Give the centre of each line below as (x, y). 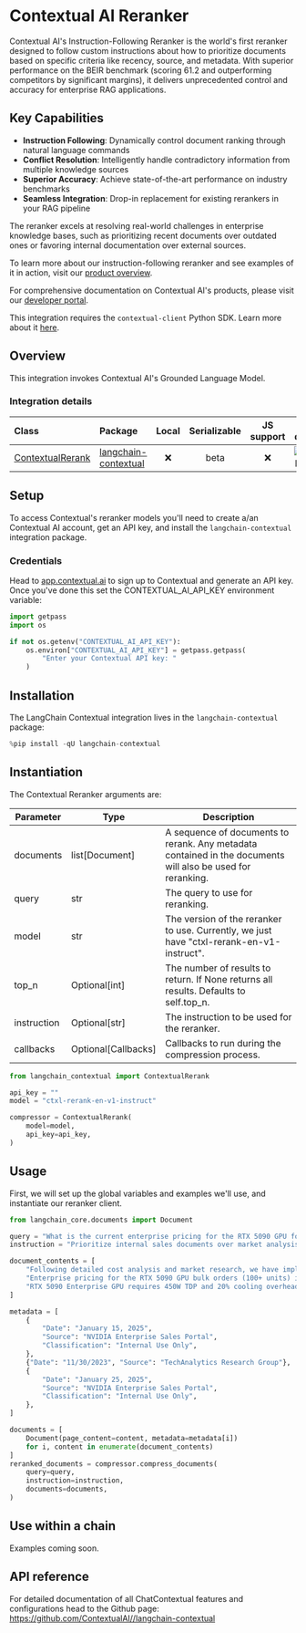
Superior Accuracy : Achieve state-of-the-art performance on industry (155, 179)
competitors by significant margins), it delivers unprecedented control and (149, 79)
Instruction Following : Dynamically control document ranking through (154, 140)
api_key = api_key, (59, 1135)
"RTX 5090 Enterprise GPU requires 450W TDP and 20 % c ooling (144, 1286)
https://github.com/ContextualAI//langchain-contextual (112, 1618)
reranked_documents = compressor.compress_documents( (114, 1464)
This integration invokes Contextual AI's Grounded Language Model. (138, 378)
